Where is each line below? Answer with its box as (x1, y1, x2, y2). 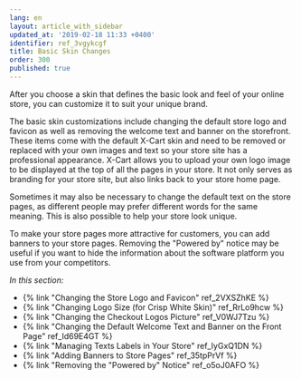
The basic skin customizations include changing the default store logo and (9, 115, 287, 127)
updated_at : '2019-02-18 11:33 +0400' (9, 30, 155, 39)
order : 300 (9, 55, 51, 64)
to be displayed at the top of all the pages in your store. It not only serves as (9, 164, 293, 175)
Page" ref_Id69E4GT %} (22, 330, 113, 341)
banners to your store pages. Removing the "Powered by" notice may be (9, 238, 279, 248)
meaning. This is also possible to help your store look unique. (9, 210, 238, 221)
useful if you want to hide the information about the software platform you (9, 247, 285, 258)
